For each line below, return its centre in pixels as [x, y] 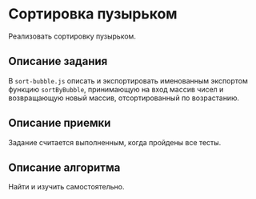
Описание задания [58, 61]
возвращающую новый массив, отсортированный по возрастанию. [124, 98]
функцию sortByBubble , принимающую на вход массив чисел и [116, 89]
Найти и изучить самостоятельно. [67, 187]
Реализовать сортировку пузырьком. [72, 36]
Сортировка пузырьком [93, 14]
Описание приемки [60, 123]
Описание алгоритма [64, 167]
